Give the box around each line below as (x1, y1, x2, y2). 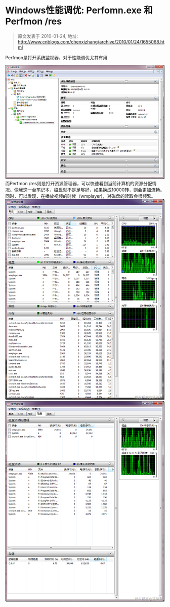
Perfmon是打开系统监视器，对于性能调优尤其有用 (5, 54, 108, 61)
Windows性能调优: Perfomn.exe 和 (5, 5, 153, 16)
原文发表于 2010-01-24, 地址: (17, 33, 78, 39)
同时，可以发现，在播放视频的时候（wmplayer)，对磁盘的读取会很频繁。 (5, 193, 156, 199)
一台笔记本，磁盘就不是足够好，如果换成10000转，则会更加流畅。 (27, 187, 165, 193)
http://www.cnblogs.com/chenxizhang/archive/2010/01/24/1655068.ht (17, 38, 165, 45)
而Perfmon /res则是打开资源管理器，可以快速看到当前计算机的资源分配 (5, 180, 153, 186)
